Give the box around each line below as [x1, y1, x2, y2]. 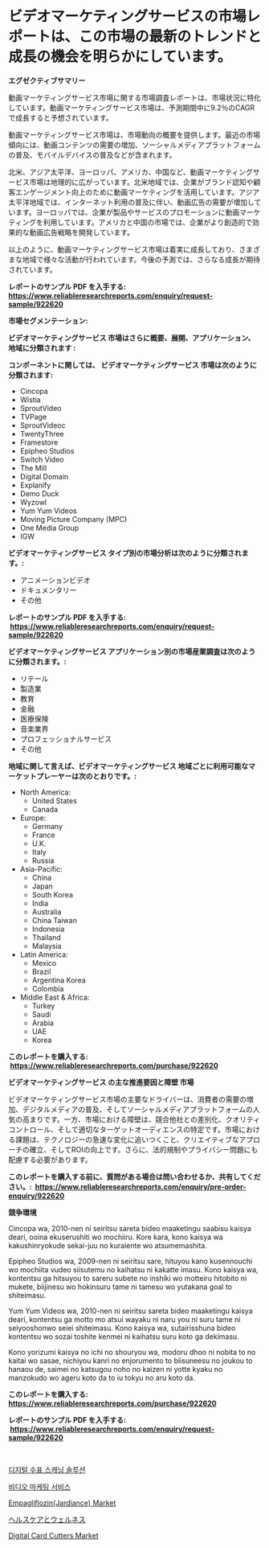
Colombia [31, 983, 64, 993]
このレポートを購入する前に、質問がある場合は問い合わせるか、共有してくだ [8, 1172, 261, 1181]
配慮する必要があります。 [8, 1155, 92, 1164]
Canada [31, 804, 59, 814]
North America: [19, 787, 71, 797]
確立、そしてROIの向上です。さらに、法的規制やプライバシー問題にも [29, 1144, 259, 1154]
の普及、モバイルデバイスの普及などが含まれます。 [8, 150, 177, 159]
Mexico [31, 958, 57, 967]
